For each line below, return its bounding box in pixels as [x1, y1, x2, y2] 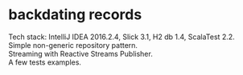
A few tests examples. [8, 57, 82, 67]
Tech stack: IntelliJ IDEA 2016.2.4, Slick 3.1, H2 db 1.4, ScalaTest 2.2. [8, 32, 235, 41]
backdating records [8, 6, 142, 24]
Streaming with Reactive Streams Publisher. [8, 49, 153, 58]
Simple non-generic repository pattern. [8, 40, 138, 49]
